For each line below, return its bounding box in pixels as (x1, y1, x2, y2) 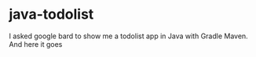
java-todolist (9, 5, 94, 23)
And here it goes (9, 39, 63, 48)
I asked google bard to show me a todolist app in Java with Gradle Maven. (9, 31, 248, 41)
